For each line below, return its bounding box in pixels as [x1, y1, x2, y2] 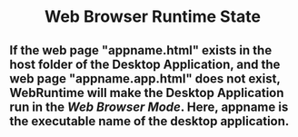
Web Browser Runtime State [44, 6, 262, 27]
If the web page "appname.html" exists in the [9, 43, 273, 58]
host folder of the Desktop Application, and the [9, 56, 281, 72]
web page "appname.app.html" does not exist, [9, 71, 281, 86]
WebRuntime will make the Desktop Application [9, 84, 284, 101]
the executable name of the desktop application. [9, 113, 290, 129]
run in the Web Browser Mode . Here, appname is [9, 99, 289, 114]
